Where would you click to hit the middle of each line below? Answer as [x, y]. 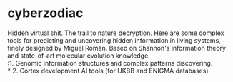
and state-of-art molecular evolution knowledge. [79, 56]
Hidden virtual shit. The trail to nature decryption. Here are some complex [116, 33]
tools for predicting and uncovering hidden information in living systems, [114, 40]
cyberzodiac [45, 13]
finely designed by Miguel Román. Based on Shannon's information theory [117, 48]
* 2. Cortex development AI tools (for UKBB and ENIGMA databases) [108, 71]
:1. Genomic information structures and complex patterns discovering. [110, 63]
